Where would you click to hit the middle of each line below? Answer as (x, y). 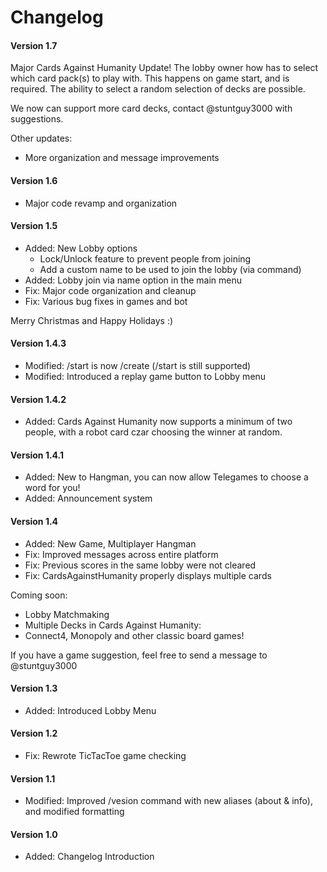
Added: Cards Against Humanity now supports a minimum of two (158, 422)
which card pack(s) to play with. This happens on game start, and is (150, 78)
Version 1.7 (34, 45)
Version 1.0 (34, 834)
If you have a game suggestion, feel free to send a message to (139, 655)
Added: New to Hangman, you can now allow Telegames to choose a (166, 477)
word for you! (52, 488)
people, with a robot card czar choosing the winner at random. (153, 432)
